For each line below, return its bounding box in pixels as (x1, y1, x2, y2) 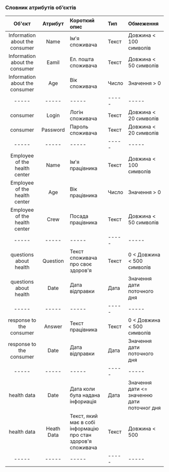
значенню (128, 392, 153, 399)
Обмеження (128, 20, 159, 27)
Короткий (69, 17, 95, 24)
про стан (69, 432, 92, 439)
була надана (69, 392, 101, 399)
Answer (44, 323, 62, 330)
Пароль (69, 123, 89, 130)
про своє (69, 261, 92, 268)
